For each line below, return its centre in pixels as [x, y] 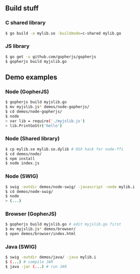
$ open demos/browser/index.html [41, 234]
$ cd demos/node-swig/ [29, 191]
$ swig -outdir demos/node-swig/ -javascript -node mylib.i [70, 187]
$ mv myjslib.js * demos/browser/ [41, 229]
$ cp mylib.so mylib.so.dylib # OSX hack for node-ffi [64, 149]
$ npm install [20, 159]
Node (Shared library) [32, 139]
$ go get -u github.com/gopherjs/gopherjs [51, 57]
